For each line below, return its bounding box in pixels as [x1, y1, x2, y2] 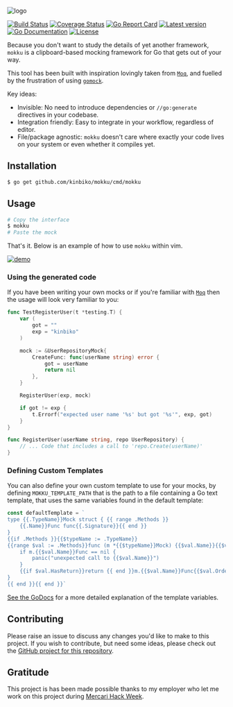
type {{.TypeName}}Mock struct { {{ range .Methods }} [7, 516, 169, 523]
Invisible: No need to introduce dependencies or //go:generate [17, 103, 198, 111]
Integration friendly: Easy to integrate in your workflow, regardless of [17, 118, 214, 126]
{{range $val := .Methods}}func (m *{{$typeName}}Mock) [7, 542, 172, 549]
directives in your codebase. [17, 111, 99, 119]
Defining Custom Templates [7, 466, 104, 475]
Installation [7, 160, 57, 172]
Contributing [7, 613, 64, 625]
